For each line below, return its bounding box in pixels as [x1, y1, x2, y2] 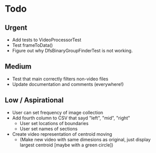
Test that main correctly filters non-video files [12, 76, 109, 82]
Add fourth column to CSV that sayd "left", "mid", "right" [12, 115, 131, 121]
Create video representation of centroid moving [12, 131, 113, 137]
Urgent [5, 23, 28, 32]
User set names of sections [19, 126, 77, 132]
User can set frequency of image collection [12, 109, 103, 115]
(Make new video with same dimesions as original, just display [19, 136, 151, 142]
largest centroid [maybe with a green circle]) [19, 142, 114, 148]
